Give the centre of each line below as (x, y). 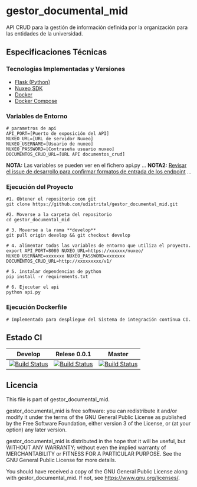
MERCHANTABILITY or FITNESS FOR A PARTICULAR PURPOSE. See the (94, 454)
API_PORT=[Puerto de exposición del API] (58, 133)
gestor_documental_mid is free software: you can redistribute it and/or (92, 411)
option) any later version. (36, 430)
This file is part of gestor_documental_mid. (58, 399)
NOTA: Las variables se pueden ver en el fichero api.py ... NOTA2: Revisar (96, 165)
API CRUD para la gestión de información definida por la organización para (97, 27)
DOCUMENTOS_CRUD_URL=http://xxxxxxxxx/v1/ (59, 262)
